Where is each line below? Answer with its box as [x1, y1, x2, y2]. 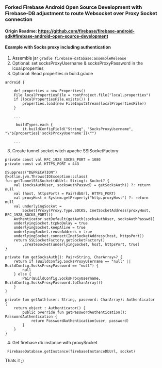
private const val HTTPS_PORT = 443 [5, 161, 79, 166]
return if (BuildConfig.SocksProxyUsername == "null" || [14, 259, 131, 264]
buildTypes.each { [16, 122, 53, 127]
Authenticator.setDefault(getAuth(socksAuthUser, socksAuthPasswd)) [14, 216, 155, 222]
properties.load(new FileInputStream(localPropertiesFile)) [22, 101, 146, 106]
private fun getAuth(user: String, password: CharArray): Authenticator [5, 297, 155, 302]
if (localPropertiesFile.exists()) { [14, 96, 90, 102]
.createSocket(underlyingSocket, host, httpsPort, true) [22, 242, 140, 247]
